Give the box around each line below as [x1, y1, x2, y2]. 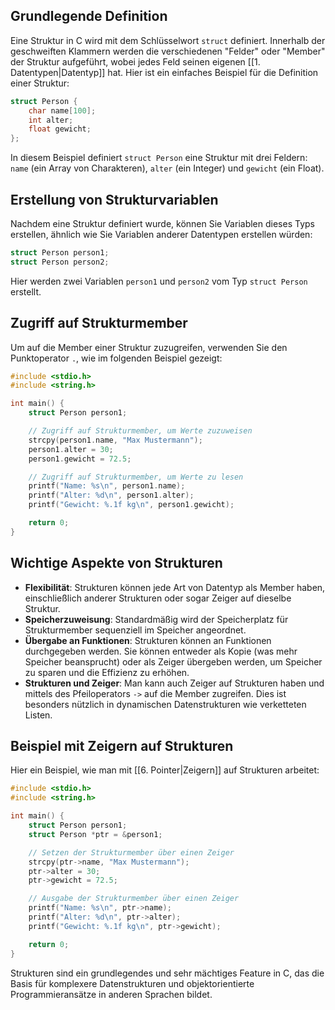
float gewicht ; [28, 124, 92, 134]
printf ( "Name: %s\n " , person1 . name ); [28, 481, 186, 491]
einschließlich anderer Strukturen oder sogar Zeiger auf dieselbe [24, 592, 292, 604]
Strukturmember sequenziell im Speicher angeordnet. [24, 624, 247, 636]
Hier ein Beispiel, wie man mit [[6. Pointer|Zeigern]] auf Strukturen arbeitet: [10, 764, 320, 776]
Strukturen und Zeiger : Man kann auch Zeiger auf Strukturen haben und [24, 677, 325, 689]
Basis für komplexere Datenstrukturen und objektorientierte [10, 977, 255, 989]
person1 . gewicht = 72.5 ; [28, 454, 132, 464]
